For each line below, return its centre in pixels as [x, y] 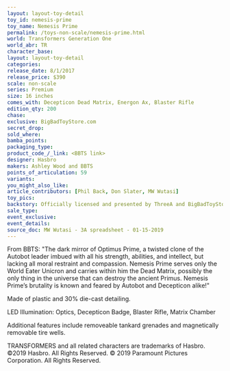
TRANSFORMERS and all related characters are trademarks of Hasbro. [106, 346]
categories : [24, 64]
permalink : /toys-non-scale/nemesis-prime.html [76, 33]
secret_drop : [26, 128]
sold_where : [24, 134]
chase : [16, 115]
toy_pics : [21, 198]
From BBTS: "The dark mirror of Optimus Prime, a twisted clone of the [105, 249]
